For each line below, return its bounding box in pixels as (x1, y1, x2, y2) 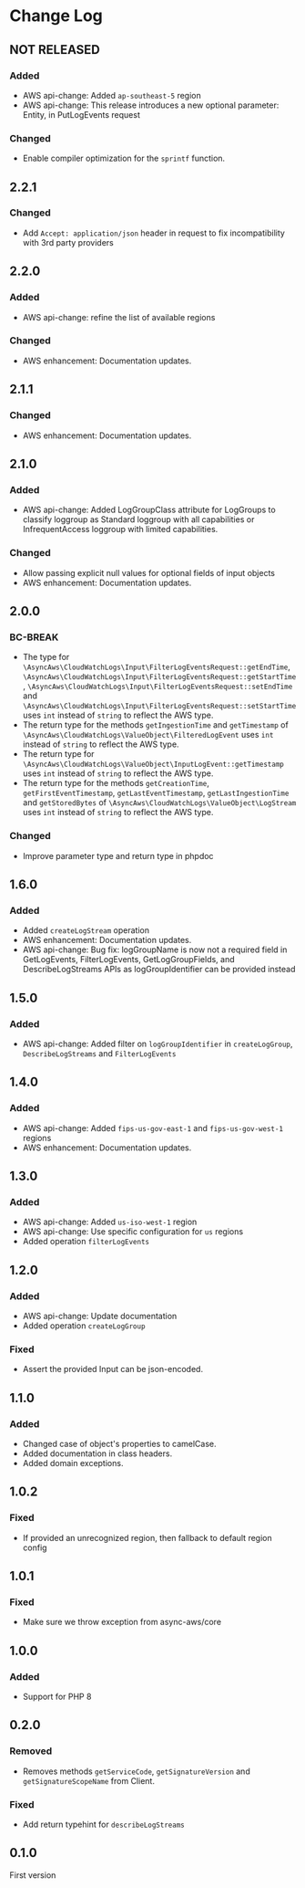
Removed (9, 1745, 53, 1757)
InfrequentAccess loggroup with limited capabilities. (22, 524, 219, 535)
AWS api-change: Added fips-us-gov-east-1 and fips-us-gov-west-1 (22, 1122, 284, 1133)
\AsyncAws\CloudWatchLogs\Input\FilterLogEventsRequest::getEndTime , (22, 661, 291, 672)
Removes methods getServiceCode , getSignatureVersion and (22, 1766, 250, 1777)
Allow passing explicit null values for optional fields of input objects (22, 567, 276, 578)
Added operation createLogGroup (22, 1320, 146, 1331)
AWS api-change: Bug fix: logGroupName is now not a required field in (22, 944, 288, 955)
